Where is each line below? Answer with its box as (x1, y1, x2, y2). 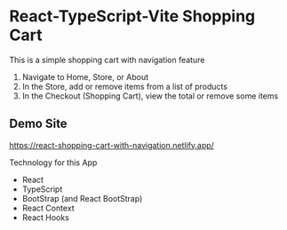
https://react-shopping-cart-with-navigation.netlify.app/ (9, 139, 215, 150)
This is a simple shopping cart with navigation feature (9, 54, 205, 65)
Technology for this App (9, 157, 98, 168)
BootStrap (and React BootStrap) (21, 193, 143, 203)
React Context (21, 202, 75, 213)
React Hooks (21, 211, 69, 223)
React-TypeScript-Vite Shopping (9, 6, 256, 27)
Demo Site (9, 116, 68, 131)
